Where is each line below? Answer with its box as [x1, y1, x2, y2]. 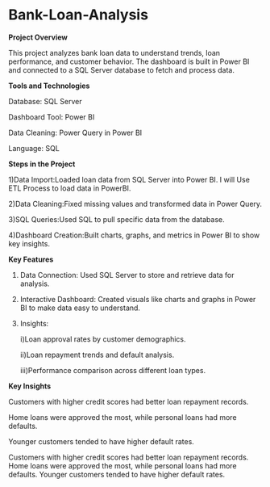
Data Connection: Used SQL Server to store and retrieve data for [19, 270, 235, 279]
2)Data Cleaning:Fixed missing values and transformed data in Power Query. [8, 199, 263, 208]
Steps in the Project [8, 159, 76, 169]
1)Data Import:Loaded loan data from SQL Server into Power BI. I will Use [8, 174, 250, 184]
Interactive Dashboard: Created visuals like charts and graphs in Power [19, 294, 256, 304]
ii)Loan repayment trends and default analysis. [19, 350, 175, 359]
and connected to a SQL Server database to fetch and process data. [8, 65, 235, 74]
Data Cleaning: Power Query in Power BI [8, 128, 143, 137]
